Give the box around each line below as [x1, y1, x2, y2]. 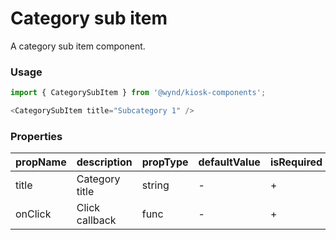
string [141, 178, 170, 192]
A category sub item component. [10, 40, 146, 52]
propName [15, 155, 67, 169]
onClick [15, 207, 52, 221]
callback [76, 213, 117, 227]
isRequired [269, 155, 323, 169]
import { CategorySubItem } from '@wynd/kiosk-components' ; [10, 88, 267, 98]
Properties [10, 129, 63, 143]
